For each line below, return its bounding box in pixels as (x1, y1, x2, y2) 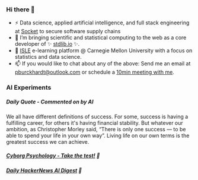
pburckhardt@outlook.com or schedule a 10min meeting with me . (14, 68, 175, 76)
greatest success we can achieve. (6, 138, 90, 146)
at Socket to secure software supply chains (14, 28, 121, 35)
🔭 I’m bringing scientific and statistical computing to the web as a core (14, 34, 187, 41)
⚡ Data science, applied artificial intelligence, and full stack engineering (14, 19, 190, 26)
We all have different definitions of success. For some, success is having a (6, 113, 189, 121)
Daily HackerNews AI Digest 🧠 (6, 167, 82, 174)
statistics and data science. (14, 53, 82, 61)
